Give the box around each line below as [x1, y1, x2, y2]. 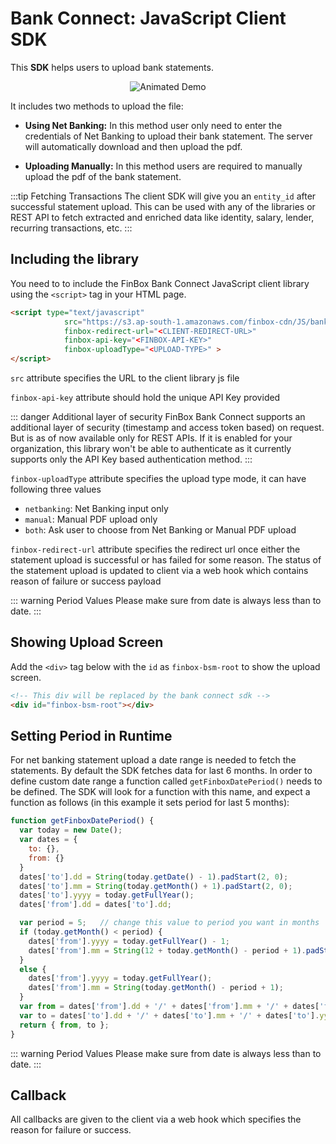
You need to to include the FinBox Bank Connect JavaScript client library [10, 277, 310, 289]
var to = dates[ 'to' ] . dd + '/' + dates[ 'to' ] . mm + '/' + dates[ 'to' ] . [19, 1010, 320, 1021]
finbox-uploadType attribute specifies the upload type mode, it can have [10, 473, 307, 484]
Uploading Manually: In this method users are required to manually [24, 160, 303, 172]
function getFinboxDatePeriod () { [10, 816, 155, 826]
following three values [10, 483, 102, 495]
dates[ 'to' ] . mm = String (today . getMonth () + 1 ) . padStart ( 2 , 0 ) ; [19, 881, 293, 891]
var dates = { [19, 835, 78, 845]
